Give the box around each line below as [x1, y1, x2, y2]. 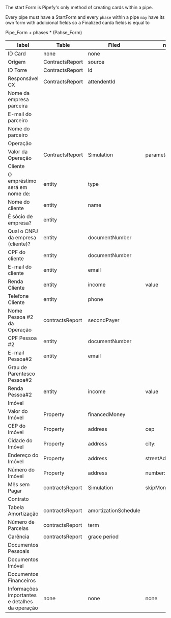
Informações [8, 585, 38, 592]
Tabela [8, 504, 24, 511]
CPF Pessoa [8, 334, 37, 342]
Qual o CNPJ [8, 228, 38, 235]
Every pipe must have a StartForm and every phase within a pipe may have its [5, 14, 165, 20]
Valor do [8, 408, 28, 414]
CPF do [8, 249, 26, 256]
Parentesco [8, 370, 36, 377]
